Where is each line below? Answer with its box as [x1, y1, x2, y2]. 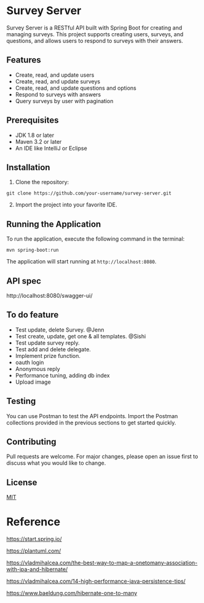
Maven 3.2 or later [15, 138, 62, 145]
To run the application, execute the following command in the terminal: [6, 235, 185, 243]
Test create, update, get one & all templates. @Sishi [15, 332, 146, 340]
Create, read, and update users [15, 71, 95, 79]
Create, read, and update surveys [15, 77, 100, 85]
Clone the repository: [15, 179, 69, 186]
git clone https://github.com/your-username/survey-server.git [6, 190, 172, 196]
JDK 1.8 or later [15, 131, 54, 139]
